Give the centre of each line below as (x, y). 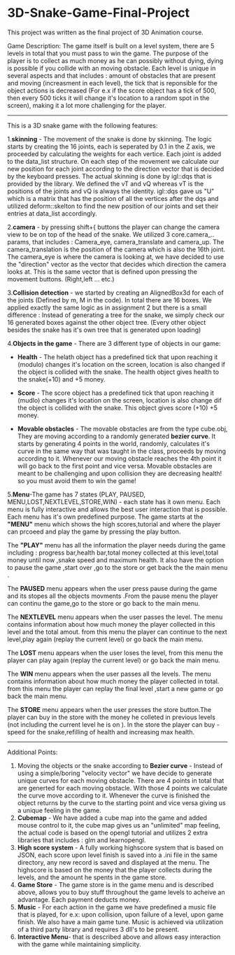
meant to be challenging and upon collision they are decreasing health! (120, 473)
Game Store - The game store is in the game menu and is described (115, 884)
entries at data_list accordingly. (52, 213)
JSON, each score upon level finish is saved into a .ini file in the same (117, 855)
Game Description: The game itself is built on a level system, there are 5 (111, 46)
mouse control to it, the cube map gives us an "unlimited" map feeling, (119, 825)
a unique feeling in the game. (59, 810)
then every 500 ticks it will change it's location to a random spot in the (108, 98)
